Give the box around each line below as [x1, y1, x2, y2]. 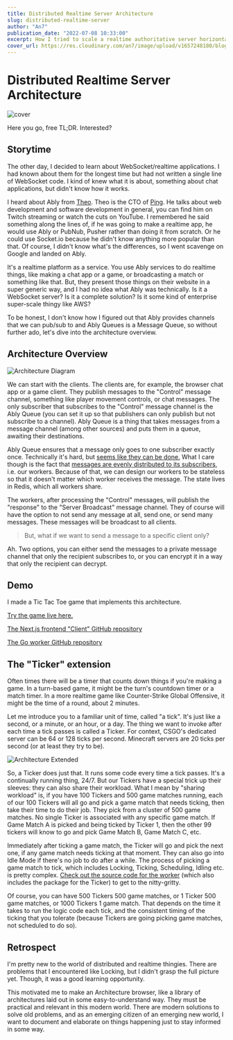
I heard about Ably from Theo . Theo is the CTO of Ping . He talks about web [7, 197, 222, 206]
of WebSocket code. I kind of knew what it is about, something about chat [7, 176, 218, 185]
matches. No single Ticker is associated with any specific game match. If [7, 814, 216, 822]
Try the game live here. [7, 611, 74, 620]
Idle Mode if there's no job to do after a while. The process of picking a [7, 856, 210, 865]
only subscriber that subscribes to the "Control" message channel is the [7, 402, 214, 411]
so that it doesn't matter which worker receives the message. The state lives [7, 474, 225, 483]
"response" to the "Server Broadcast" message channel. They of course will [7, 503, 225, 511]
